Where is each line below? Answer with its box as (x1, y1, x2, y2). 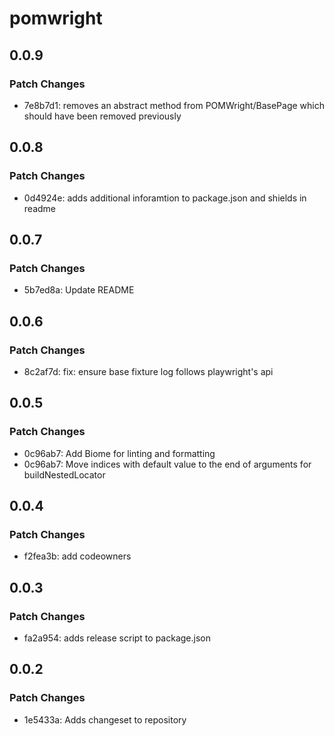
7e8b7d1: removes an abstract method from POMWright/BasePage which (23, 99, 326, 111)
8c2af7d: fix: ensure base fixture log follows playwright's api (23, 365, 274, 377)
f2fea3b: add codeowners (23, 550, 132, 562)
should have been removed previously (23, 110, 182, 122)
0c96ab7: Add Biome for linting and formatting (23, 447, 216, 459)
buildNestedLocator (23, 468, 106, 481)
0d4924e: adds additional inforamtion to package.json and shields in (23, 192, 307, 204)
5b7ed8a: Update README (23, 284, 135, 296)
